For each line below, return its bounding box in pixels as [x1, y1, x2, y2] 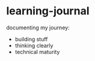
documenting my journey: [6, 24, 70, 31]
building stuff [14, 35, 48, 42]
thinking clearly [14, 42, 54, 49]
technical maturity [14, 48, 60, 55]
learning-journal [6, 4, 90, 18]
